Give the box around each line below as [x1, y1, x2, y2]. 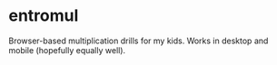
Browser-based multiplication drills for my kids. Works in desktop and [8, 35, 269, 46]
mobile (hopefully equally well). [8, 44, 126, 55]
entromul [8, 5, 79, 26]
